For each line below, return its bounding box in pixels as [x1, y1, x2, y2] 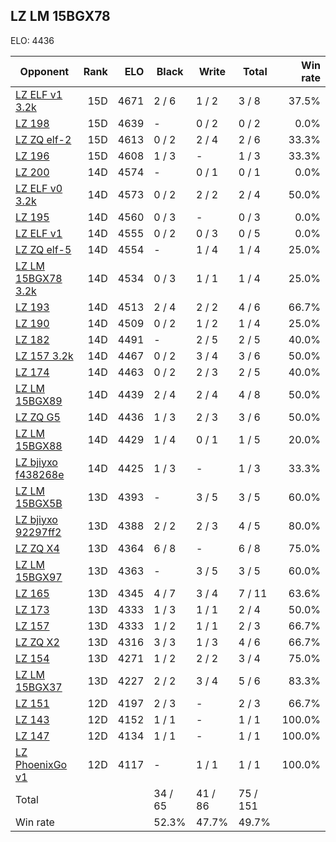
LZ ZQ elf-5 [15, 242, 72, 256]
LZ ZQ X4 [15, 541, 60, 555]
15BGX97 [15, 570, 63, 584]
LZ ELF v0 [15, 181, 63, 195]
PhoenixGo [15, 757, 68, 771]
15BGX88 [15, 439, 63, 453]
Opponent [19, 64, 70, 78]
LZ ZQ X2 [15, 635, 60, 649]
